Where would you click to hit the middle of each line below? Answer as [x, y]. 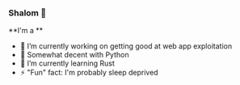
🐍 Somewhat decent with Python [74, 55]
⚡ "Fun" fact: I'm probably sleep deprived [89, 73]
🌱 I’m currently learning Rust [67, 63]
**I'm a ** [26, 31]
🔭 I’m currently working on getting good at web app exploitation [126, 46]
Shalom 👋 [27, 13]
